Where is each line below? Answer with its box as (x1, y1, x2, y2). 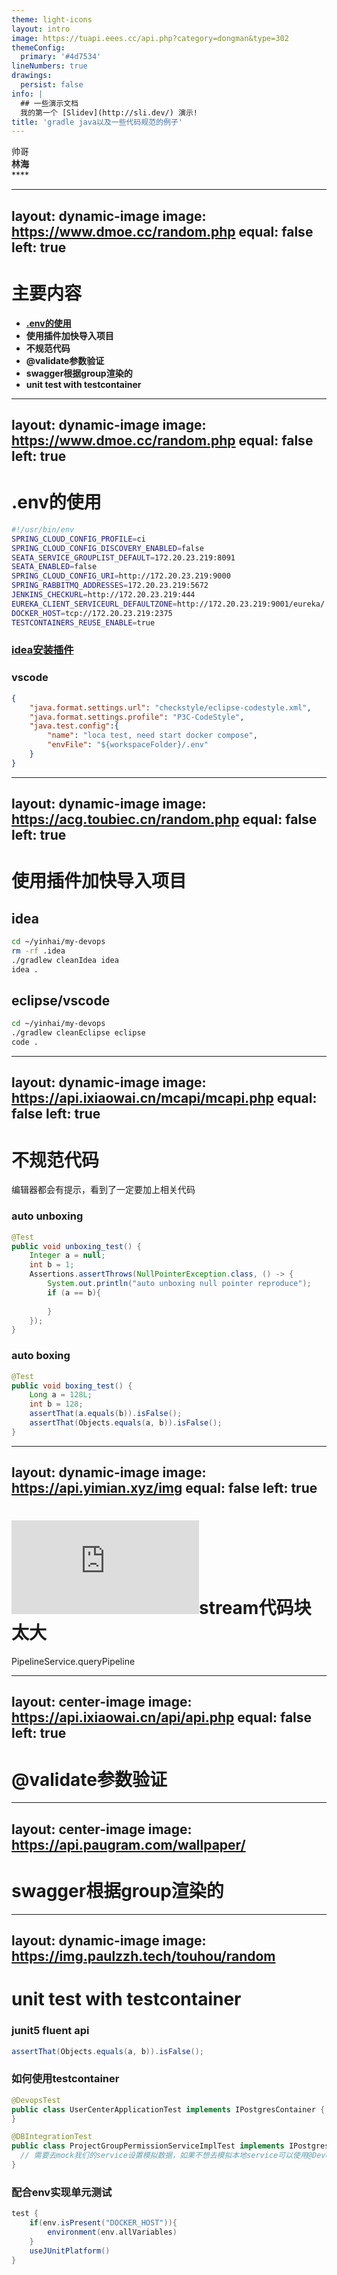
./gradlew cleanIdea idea (11, 955, 119, 965)
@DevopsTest (11, 2095, 61, 2105)
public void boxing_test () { (11, 1381, 133, 1391)
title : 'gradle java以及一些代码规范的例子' (11, 117, 184, 127)
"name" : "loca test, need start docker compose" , (47, 731, 258, 741)
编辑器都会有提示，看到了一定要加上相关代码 (11, 1184, 196, 1196)
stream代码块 (199, 1597, 312, 1620)
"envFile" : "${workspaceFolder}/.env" (47, 740, 209, 750)
